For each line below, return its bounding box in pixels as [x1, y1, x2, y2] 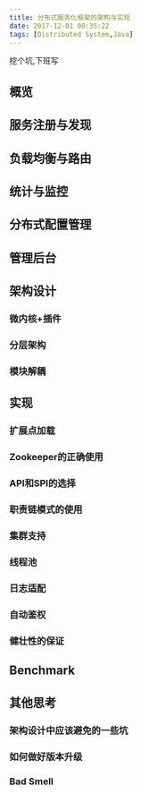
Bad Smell [9, 775, 54, 788]
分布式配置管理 [9, 217, 92, 233]
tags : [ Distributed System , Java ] [9, 30, 134, 38]
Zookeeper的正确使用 [9, 451, 104, 464]
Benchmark [9, 662, 76, 678]
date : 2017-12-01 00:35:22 [9, 21, 110, 30]
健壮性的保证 [9, 635, 65, 647]
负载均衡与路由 [9, 150, 92, 166]
